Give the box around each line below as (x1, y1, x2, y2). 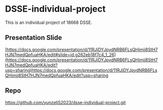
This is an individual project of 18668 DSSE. (5, 19, 92, 25)
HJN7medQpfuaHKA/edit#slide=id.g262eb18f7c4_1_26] (5, 52, 116, 57)
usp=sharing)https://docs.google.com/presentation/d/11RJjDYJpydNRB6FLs (5, 67, 158, 73)
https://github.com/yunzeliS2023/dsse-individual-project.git (5, 99, 126, 105)
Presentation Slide (5, 34, 62, 42)
